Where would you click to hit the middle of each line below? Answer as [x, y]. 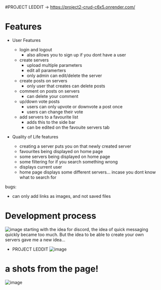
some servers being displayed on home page [65, 156]
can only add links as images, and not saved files [61, 196]
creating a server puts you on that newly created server [75, 146]
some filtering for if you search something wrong [69, 162]
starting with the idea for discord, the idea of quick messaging [86, 229]
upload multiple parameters [54, 65]
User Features [26, 40]
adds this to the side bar [51, 122]
